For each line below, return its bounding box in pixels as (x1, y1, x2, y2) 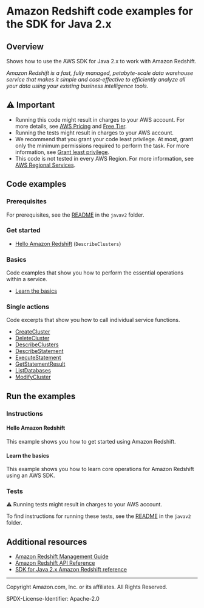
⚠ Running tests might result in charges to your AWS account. (6, 501, 163, 508)
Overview (6, 41, 44, 52)
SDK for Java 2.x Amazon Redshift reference (15, 566, 127, 573)
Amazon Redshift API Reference (15, 559, 95, 567)
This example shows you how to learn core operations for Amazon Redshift (6, 466, 194, 473)
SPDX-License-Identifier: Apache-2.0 (6, 595, 100, 603)
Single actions (6, 302, 50, 311)
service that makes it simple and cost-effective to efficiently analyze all (6, 76, 186, 83)
